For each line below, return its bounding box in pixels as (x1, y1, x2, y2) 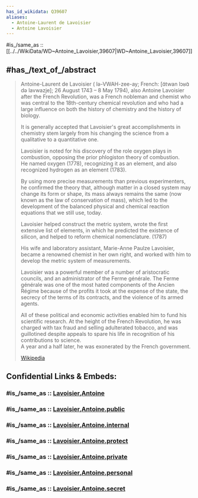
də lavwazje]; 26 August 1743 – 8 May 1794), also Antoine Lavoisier (20, 87, 184, 94)
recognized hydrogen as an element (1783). (20, 166, 127, 173)
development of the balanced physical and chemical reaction (20, 203, 170, 210)
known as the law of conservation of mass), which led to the (20, 196, 168, 204)
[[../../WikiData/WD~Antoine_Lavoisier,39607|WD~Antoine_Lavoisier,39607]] (6, 48, 193, 55)
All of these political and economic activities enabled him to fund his (20, 312, 187, 319)
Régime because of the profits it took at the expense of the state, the (20, 287, 189, 295)
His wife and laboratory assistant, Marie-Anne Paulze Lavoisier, (20, 245, 175, 252)
